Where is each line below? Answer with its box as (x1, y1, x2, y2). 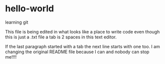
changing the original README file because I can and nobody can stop (5, 49, 150, 55)
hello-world (5, 3, 55, 14)
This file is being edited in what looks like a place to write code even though (5, 29, 160, 34)
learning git (5, 19, 29, 25)
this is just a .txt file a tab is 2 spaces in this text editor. (5, 34, 117, 40)
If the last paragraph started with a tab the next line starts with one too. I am (5, 43, 160, 49)
